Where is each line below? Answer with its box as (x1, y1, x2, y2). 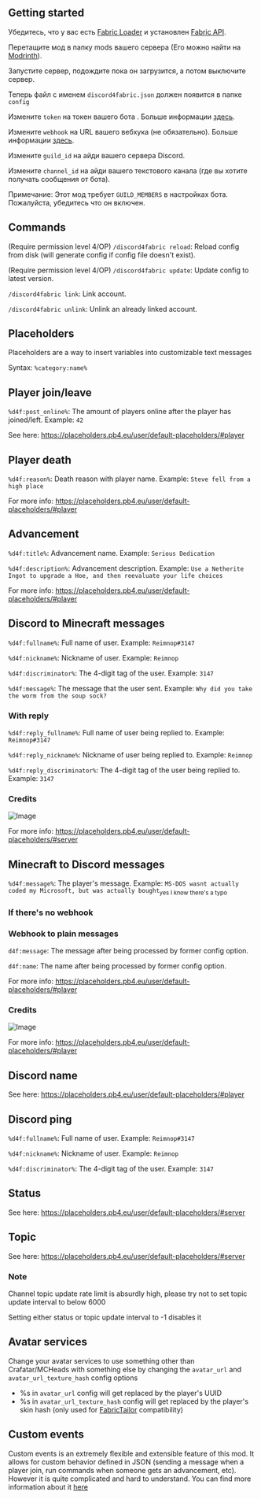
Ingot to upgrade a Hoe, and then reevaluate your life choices (8, 572, 223, 579)
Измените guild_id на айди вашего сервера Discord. (8, 150, 186, 160)
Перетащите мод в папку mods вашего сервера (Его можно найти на (8, 43, 241, 52)
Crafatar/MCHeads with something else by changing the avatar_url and (8, 1364, 242, 1374)
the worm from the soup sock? (8, 692, 108, 700)
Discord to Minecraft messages (8, 617, 165, 631)
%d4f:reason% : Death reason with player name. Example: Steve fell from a (8, 474, 251, 483)
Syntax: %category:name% (8, 363, 88, 372)
